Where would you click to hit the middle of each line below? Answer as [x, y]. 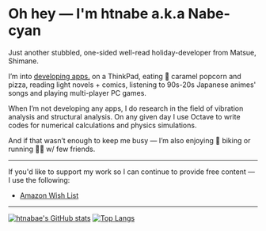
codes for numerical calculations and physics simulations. [103, 125]
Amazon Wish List [49, 195]
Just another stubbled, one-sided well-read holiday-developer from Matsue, [133, 52]
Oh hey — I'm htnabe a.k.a [97, 14]
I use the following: [39, 180]
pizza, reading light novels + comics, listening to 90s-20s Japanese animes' [132, 85]
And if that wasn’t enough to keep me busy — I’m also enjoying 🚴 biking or [129, 140]
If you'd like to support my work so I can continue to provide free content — [132, 172]
